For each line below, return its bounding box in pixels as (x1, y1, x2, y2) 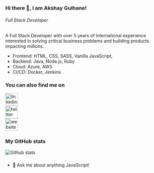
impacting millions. (5, 43, 44, 49)
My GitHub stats (5, 138, 46, 145)
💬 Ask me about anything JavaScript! (12, 162, 90, 168)
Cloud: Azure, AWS (12, 64, 53, 70)
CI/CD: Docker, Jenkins (12, 69, 61, 75)
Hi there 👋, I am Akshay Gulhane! (5, 5, 87, 12)
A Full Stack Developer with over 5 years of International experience (5, 33, 146, 39)
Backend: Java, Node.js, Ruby (12, 58, 75, 64)
